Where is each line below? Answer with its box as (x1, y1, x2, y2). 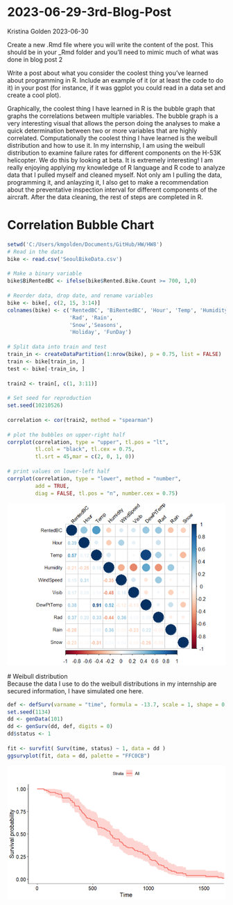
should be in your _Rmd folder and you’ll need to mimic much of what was (7, 48, 218, 56)
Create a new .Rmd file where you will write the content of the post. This (7, 40, 214, 49)
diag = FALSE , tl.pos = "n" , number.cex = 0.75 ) (35, 490, 178, 497)
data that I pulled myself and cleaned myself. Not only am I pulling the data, (7, 171, 223, 179)
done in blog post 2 (7, 55, 63, 63)
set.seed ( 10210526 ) (7, 402, 64, 409)
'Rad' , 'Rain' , (69, 314, 113, 321)
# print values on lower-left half (7, 468, 110, 475)
